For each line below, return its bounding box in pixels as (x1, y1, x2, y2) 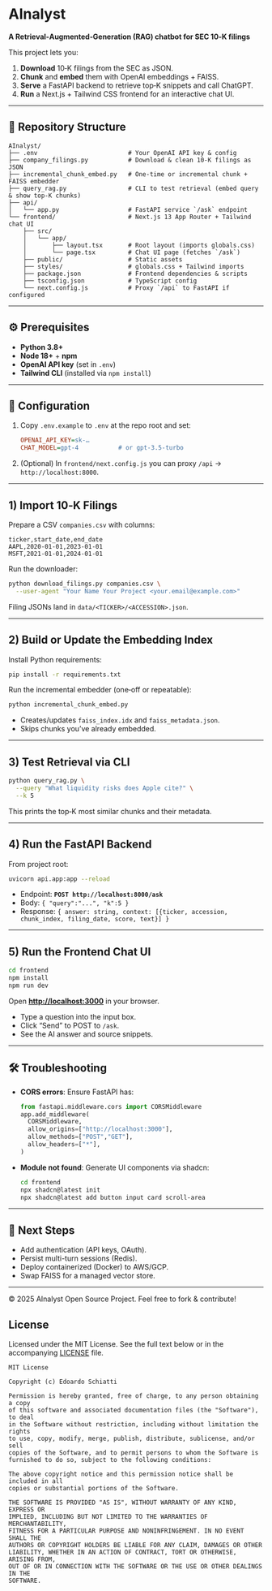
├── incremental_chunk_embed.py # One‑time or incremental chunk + (8, 170, 249, 179)
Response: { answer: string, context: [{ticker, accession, (19, 907, 228, 916)
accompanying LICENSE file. (8, 1348, 104, 1357)
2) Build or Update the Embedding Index (8, 633, 214, 647)
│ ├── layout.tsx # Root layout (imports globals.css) (23, 241, 255, 249)
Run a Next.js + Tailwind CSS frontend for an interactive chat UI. (19, 88, 235, 98)
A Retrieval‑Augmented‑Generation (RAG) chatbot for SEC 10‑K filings (8, 32, 251, 41)
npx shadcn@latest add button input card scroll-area (19, 1193, 206, 1201)
